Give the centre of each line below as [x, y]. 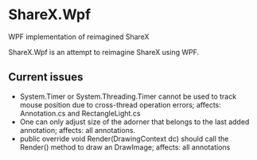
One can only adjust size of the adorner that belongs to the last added [134, 122]
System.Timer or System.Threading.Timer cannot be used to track [128, 96]
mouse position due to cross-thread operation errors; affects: [120, 104]
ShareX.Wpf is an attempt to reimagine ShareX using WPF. [104, 52]
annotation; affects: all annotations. [78, 130]
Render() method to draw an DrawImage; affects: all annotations [125, 147]
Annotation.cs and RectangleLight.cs [80, 113]
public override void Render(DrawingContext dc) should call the [124, 139]
